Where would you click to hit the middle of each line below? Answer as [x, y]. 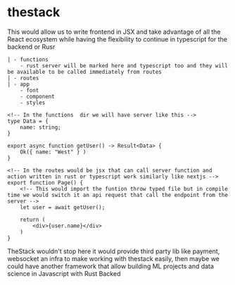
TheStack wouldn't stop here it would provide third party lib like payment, [114, 251]
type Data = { [28, 121]
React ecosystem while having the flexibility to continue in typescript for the [117, 39]
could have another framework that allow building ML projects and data [111, 266]
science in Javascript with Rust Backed [64, 273]
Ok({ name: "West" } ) [53, 152]
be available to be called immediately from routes [84, 72]
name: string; [40, 127]
